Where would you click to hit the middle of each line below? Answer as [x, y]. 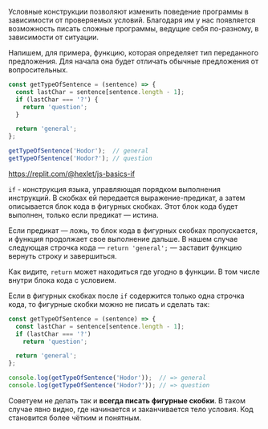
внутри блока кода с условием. [62, 280]
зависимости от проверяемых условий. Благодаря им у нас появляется [132, 20]
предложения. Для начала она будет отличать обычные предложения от [134, 61]
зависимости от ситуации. [53, 37]
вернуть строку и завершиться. [63, 255]
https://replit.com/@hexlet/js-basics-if [71, 174]
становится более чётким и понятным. [75, 418]
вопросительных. [38, 70]
